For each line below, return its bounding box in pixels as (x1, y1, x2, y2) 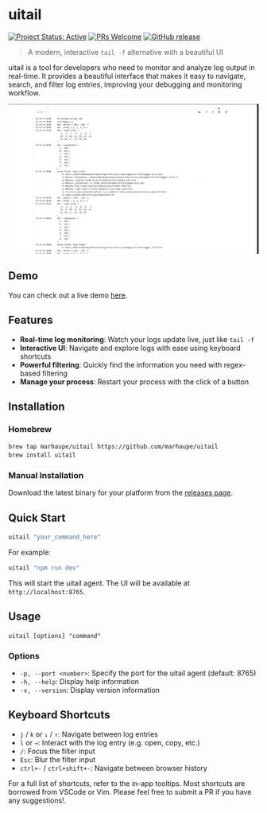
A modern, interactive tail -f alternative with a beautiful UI (27, 47, 224, 56)
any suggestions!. (8, 795, 67, 805)
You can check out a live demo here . (8, 290, 128, 300)
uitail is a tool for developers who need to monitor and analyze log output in (8, 62, 256, 72)
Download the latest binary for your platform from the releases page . (8, 488, 233, 498)
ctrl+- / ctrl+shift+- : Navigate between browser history (19, 763, 208, 772)
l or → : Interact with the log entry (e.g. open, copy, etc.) (19, 737, 200, 747)
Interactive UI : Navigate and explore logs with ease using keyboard (19, 343, 241, 352)
